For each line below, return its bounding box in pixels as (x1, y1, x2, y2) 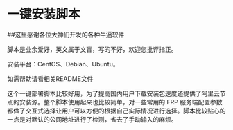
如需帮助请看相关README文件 (7, 74, 94, 83)
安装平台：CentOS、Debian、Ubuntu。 (7, 59, 119, 68)
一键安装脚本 (7, 6, 81, 22)
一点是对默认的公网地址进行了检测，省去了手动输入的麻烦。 (7, 115, 178, 123)
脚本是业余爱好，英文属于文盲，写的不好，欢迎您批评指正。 (7, 45, 178, 53)
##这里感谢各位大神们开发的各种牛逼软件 (7, 30, 125, 39)
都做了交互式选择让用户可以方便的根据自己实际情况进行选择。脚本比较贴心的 (7, 106, 226, 115)
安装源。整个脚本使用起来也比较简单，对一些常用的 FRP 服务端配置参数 (19, 98, 223, 106)
